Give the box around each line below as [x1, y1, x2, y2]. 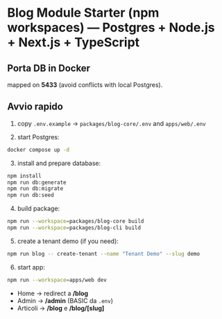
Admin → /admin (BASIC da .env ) [17, 296, 113, 304]
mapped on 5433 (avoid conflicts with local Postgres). [7, 81, 163, 88]
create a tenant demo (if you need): [17, 237, 119, 245]
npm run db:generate [7, 179, 67, 186]
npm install [7, 172, 42, 179]
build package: [17, 204, 60, 213]
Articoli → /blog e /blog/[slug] [17, 304, 105, 312]
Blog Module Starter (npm [7, 5, 160, 21]
